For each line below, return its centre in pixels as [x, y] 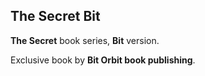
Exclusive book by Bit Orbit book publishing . [103, 60]
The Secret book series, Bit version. [85, 40]
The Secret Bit [55, 16]
